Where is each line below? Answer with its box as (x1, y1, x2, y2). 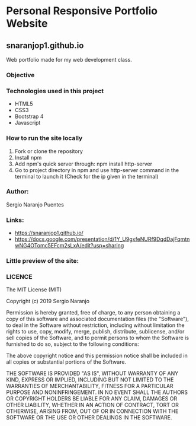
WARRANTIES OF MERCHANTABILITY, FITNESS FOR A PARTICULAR (6, 383, 173, 390)
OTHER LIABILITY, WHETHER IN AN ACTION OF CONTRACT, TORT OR (6, 402, 179, 409)
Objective (6, 71, 35, 79)
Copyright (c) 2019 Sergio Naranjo (6, 298, 90, 305)
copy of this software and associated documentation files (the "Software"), (6, 316, 189, 323)
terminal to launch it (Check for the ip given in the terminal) (14, 173, 159, 180)
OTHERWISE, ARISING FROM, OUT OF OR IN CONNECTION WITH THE (6, 408, 179, 415)
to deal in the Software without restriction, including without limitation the (6, 322, 185, 329)
